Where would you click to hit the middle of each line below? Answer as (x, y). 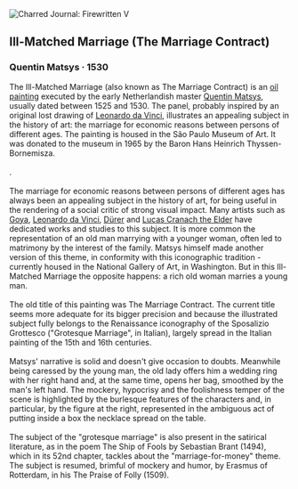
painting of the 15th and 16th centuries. (81, 342)
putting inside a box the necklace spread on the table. (108, 418)
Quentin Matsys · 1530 (59, 68)
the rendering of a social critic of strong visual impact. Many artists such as (147, 209)
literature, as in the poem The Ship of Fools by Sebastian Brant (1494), (138, 446)
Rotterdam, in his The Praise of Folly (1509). (89, 475)
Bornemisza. (32, 153)
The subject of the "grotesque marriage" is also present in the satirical (138, 436)
